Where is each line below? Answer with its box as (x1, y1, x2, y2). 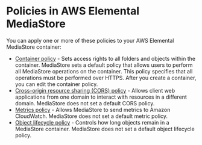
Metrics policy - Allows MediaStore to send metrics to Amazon (14, 106, 171, 113)
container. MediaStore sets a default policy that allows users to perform (14, 61, 193, 69)
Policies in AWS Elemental (6, 4, 140, 18)
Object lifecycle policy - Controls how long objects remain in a (14, 119, 170, 126)
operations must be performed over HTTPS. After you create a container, (14, 74, 197, 81)
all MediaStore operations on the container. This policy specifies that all (14, 67, 193, 75)
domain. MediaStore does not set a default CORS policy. (14, 99, 155, 106)
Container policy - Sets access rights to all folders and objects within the (14, 55, 196, 62)
